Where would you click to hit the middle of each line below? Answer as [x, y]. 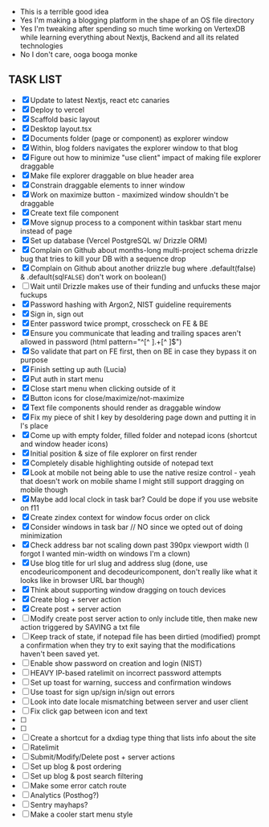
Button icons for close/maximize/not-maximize [107, 398]
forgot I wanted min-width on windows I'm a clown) [105, 553]
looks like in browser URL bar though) [82, 580]
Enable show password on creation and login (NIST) [116, 663]
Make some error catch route [78, 785]
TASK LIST [35, 80]
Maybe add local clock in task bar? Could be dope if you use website [144, 499]
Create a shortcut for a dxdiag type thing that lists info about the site [143, 738]
